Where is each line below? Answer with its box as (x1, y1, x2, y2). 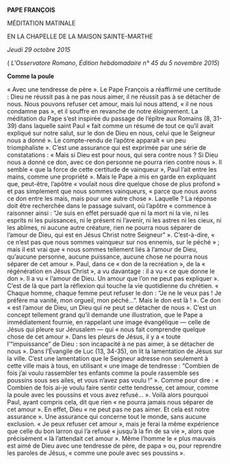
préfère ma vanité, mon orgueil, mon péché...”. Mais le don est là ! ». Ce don (7, 296, 221, 304)
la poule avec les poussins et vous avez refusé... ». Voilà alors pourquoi (7, 391, 209, 399)
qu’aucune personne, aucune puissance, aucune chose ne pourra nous (7, 253, 208, 261)
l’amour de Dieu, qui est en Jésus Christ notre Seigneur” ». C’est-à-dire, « (7, 231, 215, 239)
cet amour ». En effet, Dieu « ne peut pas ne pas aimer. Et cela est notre (7, 405, 210, 413)
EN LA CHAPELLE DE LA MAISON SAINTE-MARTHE (7, 32, 153, 40)
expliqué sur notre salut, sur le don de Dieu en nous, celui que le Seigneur (7, 129, 216, 137)
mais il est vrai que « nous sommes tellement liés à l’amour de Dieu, (7, 246, 198, 253)
